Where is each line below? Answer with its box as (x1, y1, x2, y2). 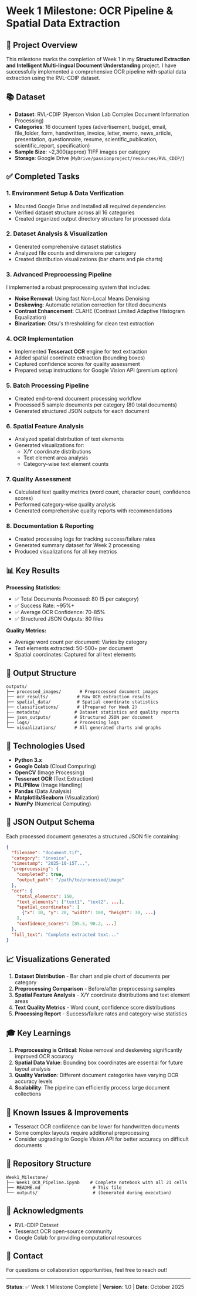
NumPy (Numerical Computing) (14, 800, 91, 807)
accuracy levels (14, 1078, 53, 1085)
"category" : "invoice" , (11, 855, 69, 861)
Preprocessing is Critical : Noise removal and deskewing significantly (14, 1047, 183, 1054)
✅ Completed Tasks (6, 172, 80, 182)
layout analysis (14, 1065, 51, 1072)
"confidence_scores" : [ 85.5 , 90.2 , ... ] (16, 921, 117, 927)
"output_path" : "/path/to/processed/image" (16, 877, 125, 883)
